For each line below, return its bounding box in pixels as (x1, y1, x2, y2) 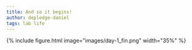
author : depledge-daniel (6, 15, 69, 21)
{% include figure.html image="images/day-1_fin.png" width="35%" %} (6, 37, 187, 45)
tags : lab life (6, 20, 45, 26)
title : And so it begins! (6, 9, 72, 15)
